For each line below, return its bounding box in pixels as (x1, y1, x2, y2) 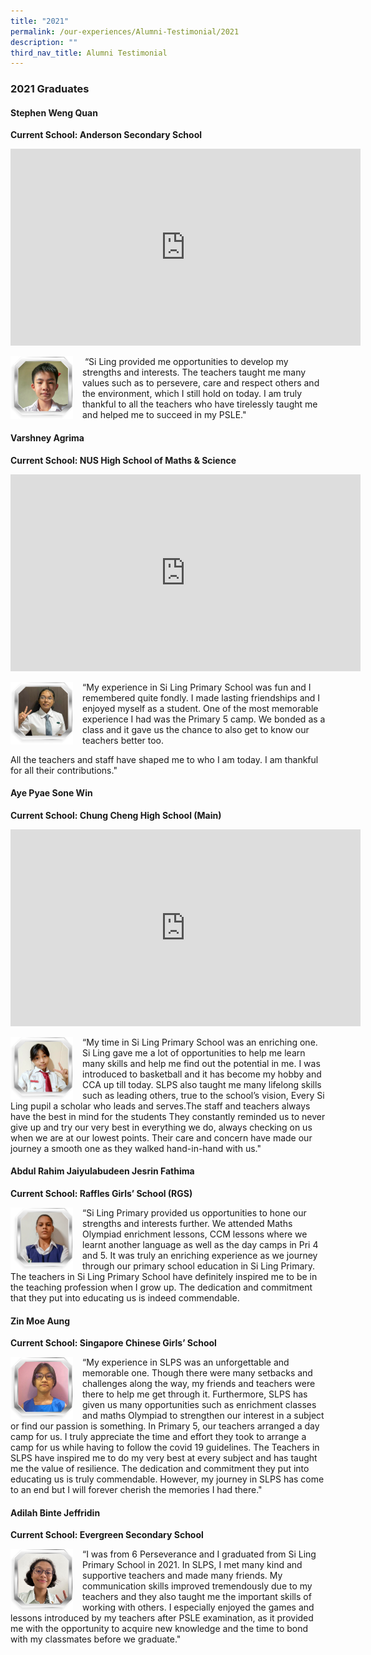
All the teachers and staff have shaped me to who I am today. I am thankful (10, 753, 319, 765)
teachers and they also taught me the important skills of (82, 1591, 312, 1603)
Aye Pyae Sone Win (10, 787, 93, 799)
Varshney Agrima (10, 431, 85, 444)
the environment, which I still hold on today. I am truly (82, 388, 303, 400)
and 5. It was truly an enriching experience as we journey (82, 1249, 318, 1261)
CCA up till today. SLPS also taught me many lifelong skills (82, 1078, 322, 1090)
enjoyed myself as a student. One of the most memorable (82, 702, 319, 714)
